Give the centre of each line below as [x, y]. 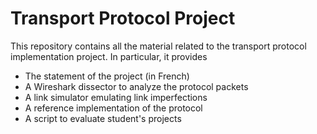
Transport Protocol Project [123, 18]
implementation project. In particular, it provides [109, 56]
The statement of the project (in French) [107, 76]
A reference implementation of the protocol [113, 108]
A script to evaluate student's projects [103, 118]
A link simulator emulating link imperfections [116, 97]
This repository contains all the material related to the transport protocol [158, 46]
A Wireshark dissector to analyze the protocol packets [136, 86]
